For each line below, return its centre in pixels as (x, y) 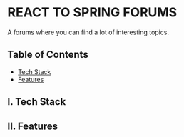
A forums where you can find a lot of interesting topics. (88, 32)
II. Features (33, 126)
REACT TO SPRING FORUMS (92, 12)
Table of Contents (48, 55)
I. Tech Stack (37, 102)
